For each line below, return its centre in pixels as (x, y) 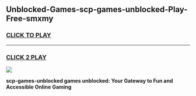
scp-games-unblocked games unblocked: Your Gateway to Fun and (90, 80)
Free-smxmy (30, 19)
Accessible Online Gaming (39, 87)
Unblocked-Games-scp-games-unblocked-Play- (97, 10)
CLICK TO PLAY (29, 35)
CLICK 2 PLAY (26, 57)
